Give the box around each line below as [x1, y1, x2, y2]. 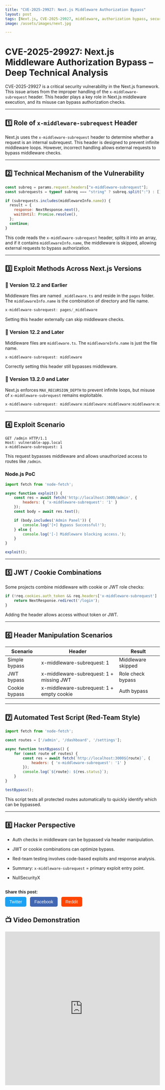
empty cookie [41, 691, 73, 698]
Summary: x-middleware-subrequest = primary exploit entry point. [12, 865, 145, 871]
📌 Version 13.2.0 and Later [5, 376, 69, 383]
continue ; [9, 221, 29, 226]
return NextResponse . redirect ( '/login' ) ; [14, 598, 100, 603]
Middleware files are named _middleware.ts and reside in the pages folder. [5, 293, 155, 299]
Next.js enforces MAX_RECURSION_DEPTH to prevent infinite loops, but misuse [5, 387, 155, 393]
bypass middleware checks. [5, 150, 62, 155]
